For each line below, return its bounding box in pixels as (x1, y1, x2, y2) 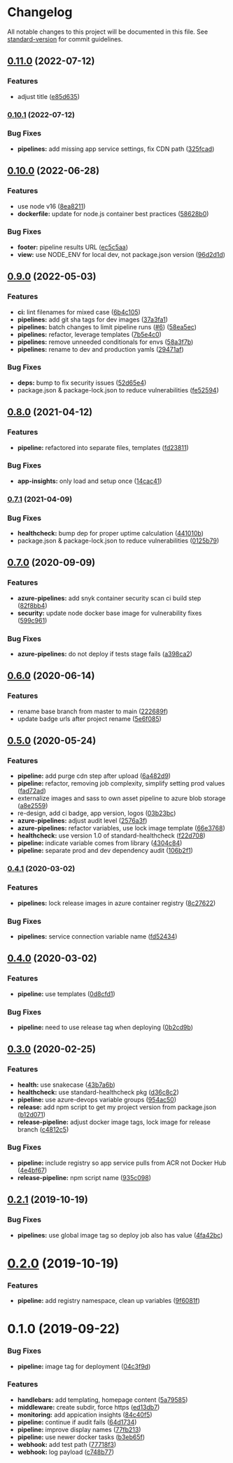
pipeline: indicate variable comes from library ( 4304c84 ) (17, 839, 183, 847)
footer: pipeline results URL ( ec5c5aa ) (17, 243, 128, 251)
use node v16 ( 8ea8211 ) (17, 201, 86, 211)
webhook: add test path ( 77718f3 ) (17, 1440, 117, 1448)
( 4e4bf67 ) (17, 1166, 48, 1174)
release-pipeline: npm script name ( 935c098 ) (17, 1173, 152, 1181)
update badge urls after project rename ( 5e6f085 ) (17, 714, 162, 723)
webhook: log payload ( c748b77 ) (17, 1448, 114, 1456)
